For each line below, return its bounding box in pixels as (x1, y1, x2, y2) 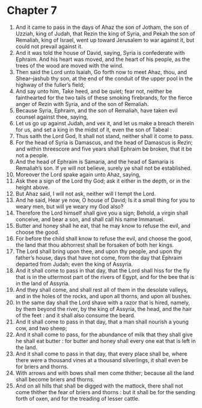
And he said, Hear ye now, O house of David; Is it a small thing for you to (15, 196, 195, 204)
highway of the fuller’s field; (15, 81, 85, 88)
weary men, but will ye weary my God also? (15, 202, 124, 210)
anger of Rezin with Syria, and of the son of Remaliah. (15, 100, 149, 107)
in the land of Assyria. (15, 280, 70, 287)
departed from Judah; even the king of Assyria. (15, 260, 133, 268)
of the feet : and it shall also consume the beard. (15, 312, 136, 319)
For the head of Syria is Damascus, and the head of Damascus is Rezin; (15, 139, 193, 146)
